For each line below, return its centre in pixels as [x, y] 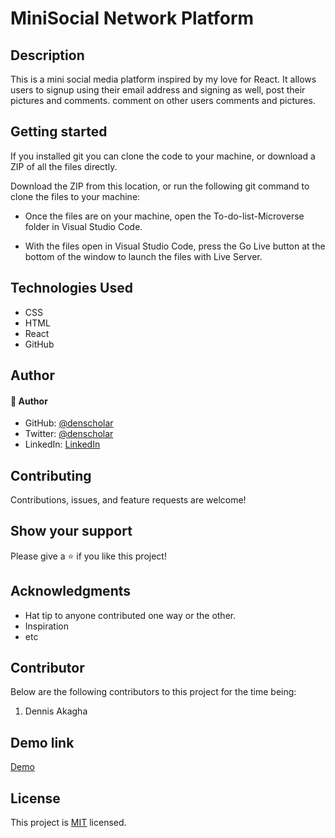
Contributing [51, 475]
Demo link [42, 742]
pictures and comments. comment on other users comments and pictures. [163, 100]
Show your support [71, 531]
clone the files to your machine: [75, 196]
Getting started [59, 132]
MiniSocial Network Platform [132, 18]
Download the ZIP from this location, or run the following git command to [160, 186]
